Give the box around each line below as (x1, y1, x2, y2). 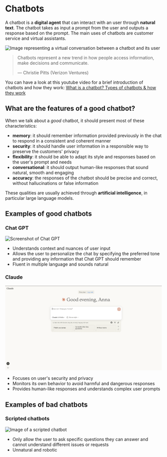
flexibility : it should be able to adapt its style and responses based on (12, 153, 156, 159)
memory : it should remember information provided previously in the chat (12, 133, 162, 139)
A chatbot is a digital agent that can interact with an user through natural (5, 19, 156, 25)
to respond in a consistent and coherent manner (12, 138, 111, 144)
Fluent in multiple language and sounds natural (12, 261, 108, 267)
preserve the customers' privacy (12, 148, 80, 154)
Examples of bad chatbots (5, 400, 88, 409)
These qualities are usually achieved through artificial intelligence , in (5, 190, 148, 196)
